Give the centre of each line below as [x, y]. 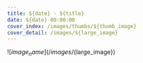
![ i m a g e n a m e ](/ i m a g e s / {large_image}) [61, 53]
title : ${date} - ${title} [46, 13]
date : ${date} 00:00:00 [41, 20]
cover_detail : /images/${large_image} [63, 33]
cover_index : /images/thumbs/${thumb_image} [72, 26]
